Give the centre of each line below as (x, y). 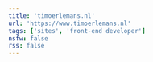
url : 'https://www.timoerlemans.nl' (70, 23)
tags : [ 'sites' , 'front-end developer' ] (77, 31)
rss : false (27, 46)
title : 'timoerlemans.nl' (52, 16)
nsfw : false (28, 38)
